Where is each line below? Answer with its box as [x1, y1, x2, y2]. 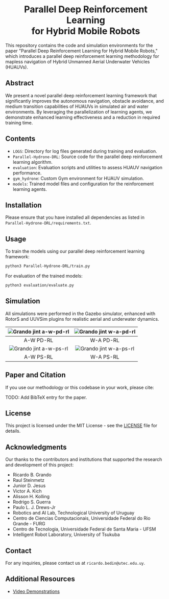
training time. [5, 119, 33, 126]
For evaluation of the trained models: [5, 273, 83, 279]
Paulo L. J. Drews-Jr [12, 504, 56, 511]
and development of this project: [5, 462, 74, 468]
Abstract [5, 79, 34, 87]
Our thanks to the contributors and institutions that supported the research [5, 456, 162, 462]
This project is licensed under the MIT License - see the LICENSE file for [5, 423, 157, 429]
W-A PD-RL [90, 337, 120, 344]
